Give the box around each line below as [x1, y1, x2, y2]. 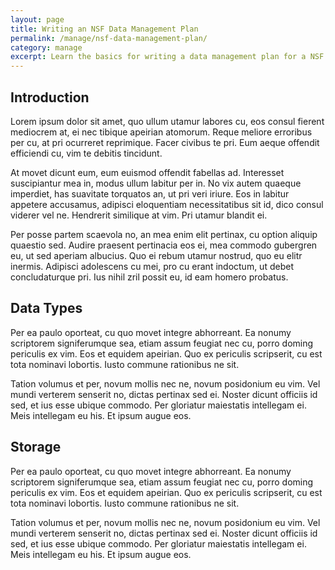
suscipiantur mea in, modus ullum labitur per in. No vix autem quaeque [10, 177, 302, 189]
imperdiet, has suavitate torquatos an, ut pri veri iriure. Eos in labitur [10, 187, 290, 200]
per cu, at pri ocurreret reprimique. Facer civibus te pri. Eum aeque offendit [10, 136, 320, 148]
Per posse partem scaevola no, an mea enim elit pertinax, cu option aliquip [10, 228, 318, 240]
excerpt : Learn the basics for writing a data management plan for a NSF [10, 52, 325, 62]
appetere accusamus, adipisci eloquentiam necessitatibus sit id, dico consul [10, 198, 324, 210]
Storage [10, 439, 62, 456]
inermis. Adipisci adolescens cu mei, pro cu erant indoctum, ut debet [10, 260, 294, 272]
